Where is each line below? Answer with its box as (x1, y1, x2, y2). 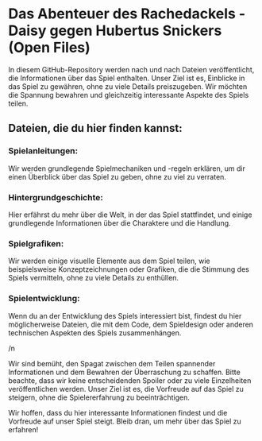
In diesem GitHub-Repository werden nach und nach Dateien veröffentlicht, (8, 64, 255, 74)
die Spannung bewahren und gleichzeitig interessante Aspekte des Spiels (8, 90, 249, 99)
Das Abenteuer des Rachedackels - (8, 5, 246, 23)
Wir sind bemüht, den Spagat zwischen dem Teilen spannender (8, 358, 216, 368)
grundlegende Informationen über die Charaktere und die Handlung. (8, 218, 232, 227)
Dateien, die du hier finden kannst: (8, 122, 183, 135)
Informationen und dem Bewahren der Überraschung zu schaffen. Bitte (8, 367, 241, 377)
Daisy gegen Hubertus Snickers (8, 21, 222, 40)
